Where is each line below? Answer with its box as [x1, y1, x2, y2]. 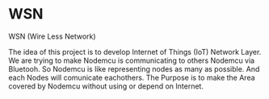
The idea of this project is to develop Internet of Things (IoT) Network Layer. [8, 47, 262, 56]
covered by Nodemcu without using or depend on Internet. [8, 81, 204, 91]
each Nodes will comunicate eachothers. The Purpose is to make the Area [8, 72, 256, 82]
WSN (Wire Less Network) [8, 31, 96, 41]
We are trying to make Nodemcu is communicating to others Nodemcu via [8, 56, 255, 65]
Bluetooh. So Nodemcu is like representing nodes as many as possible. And [8, 64, 260, 73]
